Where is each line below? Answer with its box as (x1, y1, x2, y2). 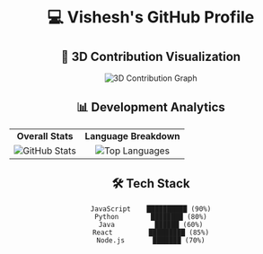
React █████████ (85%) (92, 228, 209, 237)
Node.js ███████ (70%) (96, 235, 206, 245)
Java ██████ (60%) (98, 220, 204, 229)
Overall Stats (16, 129, 74, 142)
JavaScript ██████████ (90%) (90, 204, 212, 214)
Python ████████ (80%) (93, 212, 208, 221)
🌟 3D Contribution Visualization (61, 48, 241, 64)
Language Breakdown (84, 129, 181, 142)
